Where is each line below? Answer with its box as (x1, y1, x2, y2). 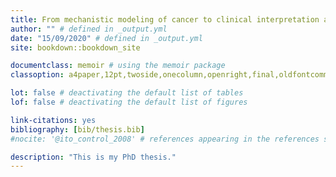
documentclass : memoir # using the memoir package (10, 61, 226, 71)
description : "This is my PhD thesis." (10, 152, 177, 162)
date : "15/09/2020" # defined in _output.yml (10, 33, 203, 43)
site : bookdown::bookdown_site (10, 42, 141, 53)
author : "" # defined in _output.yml (10, 24, 168, 34)
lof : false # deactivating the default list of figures (10, 97, 248, 107)
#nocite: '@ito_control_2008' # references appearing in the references (10, 134, 320, 144)
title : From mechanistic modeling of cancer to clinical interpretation (10, 14, 320, 25)
